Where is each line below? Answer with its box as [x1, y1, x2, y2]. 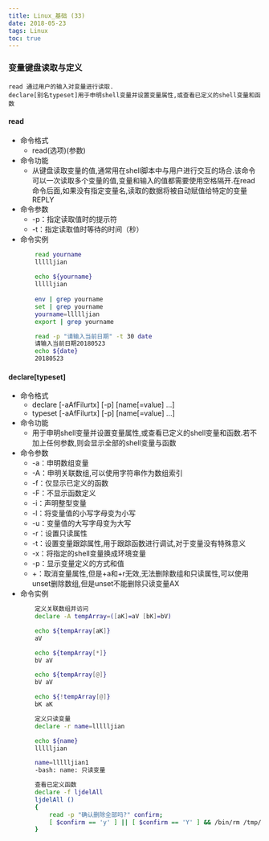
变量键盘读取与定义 [8, 62, 83, 73]
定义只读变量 [35, 715, 71, 723]
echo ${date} [35, 347, 79, 355]
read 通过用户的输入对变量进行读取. [8, 82, 114, 91]
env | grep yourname [35, 295, 104, 303]
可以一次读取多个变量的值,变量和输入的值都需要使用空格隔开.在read [31, 175, 255, 185]
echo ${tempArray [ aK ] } [35, 626, 111, 635]
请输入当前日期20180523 [35, 339, 106, 348]
